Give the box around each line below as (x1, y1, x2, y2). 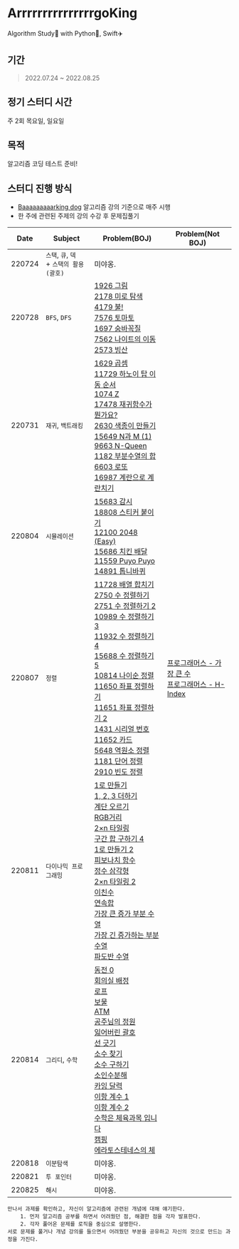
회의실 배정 (94, 976, 129, 986)
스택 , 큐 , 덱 (46, 250, 76, 260)
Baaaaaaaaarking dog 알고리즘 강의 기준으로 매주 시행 (17, 203, 171, 211)
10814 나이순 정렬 (94, 671, 154, 681)
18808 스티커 (94, 507, 139, 517)
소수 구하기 (94, 1060, 129, 1070)
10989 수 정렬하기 (94, 612, 154, 622)
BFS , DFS (46, 313, 72, 323)
